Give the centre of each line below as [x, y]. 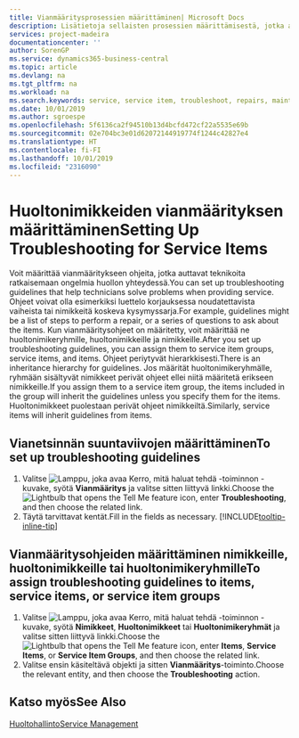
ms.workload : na [39, 92]
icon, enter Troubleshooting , [233, 498]
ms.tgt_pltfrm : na [43, 84]
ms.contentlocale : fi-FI [55, 150]
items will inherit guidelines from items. [81, 415]
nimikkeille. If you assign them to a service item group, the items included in [147, 387]
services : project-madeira [59, 34]
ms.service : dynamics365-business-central [89, 59]
